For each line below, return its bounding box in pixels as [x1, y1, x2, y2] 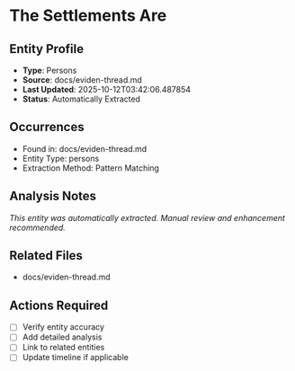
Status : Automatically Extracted [22, 93, 141, 104]
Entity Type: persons [22, 153, 100, 163]
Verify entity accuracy [22, 322, 105, 332]
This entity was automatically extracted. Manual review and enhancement [9, 212, 286, 223]
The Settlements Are [9, 5, 167, 26]
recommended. [9, 222, 66, 233]
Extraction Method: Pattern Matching [22, 163, 160, 173]
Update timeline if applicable [22, 352, 129, 363]
